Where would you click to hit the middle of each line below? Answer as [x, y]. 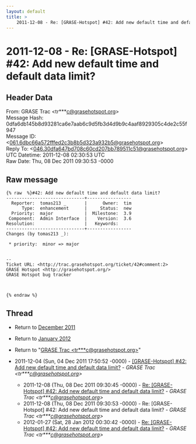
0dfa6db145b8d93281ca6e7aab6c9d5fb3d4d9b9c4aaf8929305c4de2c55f [97, 124]
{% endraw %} [22, 296]
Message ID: [21, 136]
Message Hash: [25, 118]
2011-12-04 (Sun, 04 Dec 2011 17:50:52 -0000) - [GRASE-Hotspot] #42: [100, 361]
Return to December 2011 [45, 327]
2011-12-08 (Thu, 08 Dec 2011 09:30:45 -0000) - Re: [87, 385]
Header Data [29, 97]
